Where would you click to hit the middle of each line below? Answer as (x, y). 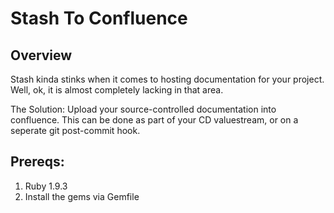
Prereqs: (37, 162)
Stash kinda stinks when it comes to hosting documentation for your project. (167, 79)
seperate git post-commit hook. (75, 130)
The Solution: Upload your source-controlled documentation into (143, 109)
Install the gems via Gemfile (82, 196)
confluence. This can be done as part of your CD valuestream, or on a (154, 120)
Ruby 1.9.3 (46, 186)
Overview (41, 55)
